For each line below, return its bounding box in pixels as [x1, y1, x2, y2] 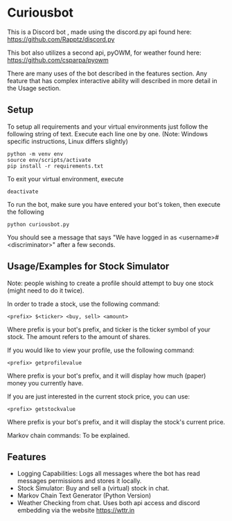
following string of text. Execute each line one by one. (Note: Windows [7, 129, 208, 138]
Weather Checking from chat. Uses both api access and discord [17, 499, 200, 507]
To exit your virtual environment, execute [7, 174, 124, 183]
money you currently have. [7, 378, 84, 387]
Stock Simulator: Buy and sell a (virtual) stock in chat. [17, 484, 170, 493]
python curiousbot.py [7, 221, 70, 228]
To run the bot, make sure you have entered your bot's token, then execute [7, 200, 221, 208]
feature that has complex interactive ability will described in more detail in [7, 76, 217, 84]
